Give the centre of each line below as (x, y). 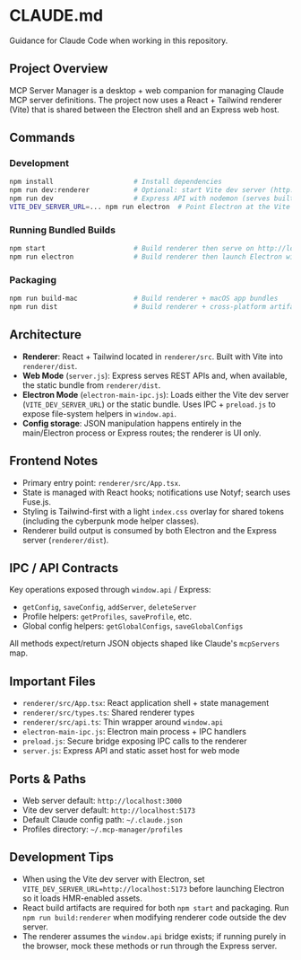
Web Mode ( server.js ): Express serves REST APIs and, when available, (155, 375)
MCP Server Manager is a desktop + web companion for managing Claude (147, 90)
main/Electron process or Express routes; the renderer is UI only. (142, 433)
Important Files (52, 681)
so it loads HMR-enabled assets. (82, 898)
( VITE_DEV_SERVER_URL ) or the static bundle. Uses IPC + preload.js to (149, 404)
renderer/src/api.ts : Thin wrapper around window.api (123, 722)
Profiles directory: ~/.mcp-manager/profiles (103, 829)
